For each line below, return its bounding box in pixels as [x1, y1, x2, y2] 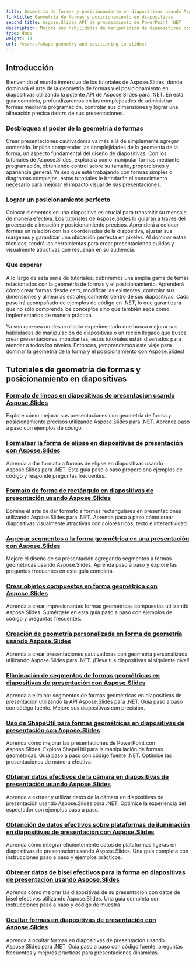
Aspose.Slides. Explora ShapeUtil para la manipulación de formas [6, 746, 163, 753]
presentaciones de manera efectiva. [6, 758, 93, 765]
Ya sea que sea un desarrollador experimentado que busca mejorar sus [6, 323, 178, 330]
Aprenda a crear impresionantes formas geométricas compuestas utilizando [6, 602, 189, 610]
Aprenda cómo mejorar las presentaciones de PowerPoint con [6, 740, 156, 747]
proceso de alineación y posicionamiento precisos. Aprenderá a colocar [6, 221, 179, 228]
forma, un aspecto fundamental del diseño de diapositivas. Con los [6, 150, 167, 157]
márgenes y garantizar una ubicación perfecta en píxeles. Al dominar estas [6, 234, 187, 241]
